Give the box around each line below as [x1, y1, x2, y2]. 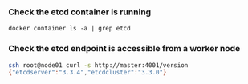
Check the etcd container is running [8, 6, 152, 18]
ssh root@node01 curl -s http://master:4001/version [8, 61, 189, 70]
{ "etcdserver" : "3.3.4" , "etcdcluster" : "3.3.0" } [8, 69, 167, 77]
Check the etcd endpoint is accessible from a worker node [8, 43, 241, 54]
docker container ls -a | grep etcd [8, 25, 131, 33]
